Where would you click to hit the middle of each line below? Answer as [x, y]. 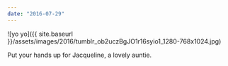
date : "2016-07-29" [36, 14]
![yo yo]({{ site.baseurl [40, 34]
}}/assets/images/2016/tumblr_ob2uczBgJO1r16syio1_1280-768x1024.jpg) [114, 41]
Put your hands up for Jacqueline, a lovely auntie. [80, 55]
